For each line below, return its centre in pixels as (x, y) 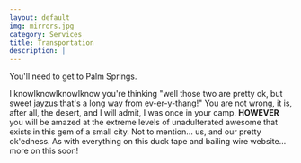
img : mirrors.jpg (42, 26)
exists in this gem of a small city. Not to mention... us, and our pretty (136, 132)
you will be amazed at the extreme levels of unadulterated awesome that (144, 123)
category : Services (46, 34)
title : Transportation (52, 43)
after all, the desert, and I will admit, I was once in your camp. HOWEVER (144, 113)
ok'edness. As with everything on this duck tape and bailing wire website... (148, 142)
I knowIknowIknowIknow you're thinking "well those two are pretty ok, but (146, 94)
